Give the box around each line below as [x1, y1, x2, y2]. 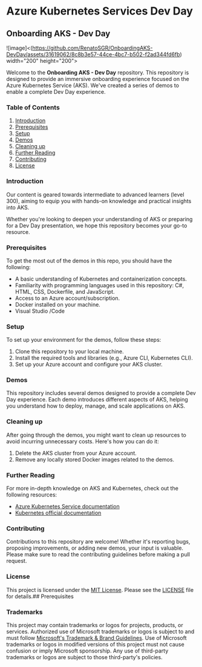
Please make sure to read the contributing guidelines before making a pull [6, 551, 191, 558]
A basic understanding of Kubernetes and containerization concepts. [15, 275, 187, 282]
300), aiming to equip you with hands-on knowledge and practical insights [6, 197, 192, 204]
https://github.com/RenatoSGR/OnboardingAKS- [32, 44, 153, 51]
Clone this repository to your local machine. [15, 348, 124, 355]
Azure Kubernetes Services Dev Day [6, 4, 194, 18]
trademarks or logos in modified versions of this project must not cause [6, 640, 184, 648]
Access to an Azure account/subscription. [15, 294, 120, 302]
